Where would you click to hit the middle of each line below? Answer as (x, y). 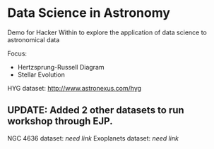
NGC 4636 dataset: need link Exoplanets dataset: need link (93, 138)
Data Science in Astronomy (89, 13)
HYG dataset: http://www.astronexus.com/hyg (75, 88)
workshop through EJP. (60, 121)
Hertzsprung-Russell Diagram (61, 67)
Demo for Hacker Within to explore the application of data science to (107, 32)
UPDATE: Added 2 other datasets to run (96, 110)
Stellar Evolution (41, 74)
